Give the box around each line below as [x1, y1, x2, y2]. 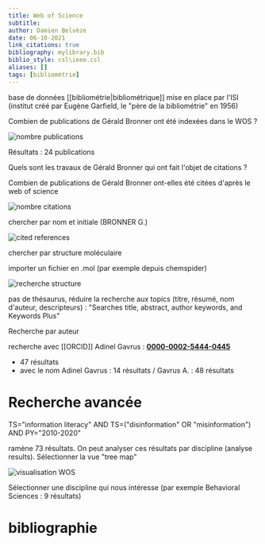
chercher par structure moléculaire [8, 248, 122, 257]
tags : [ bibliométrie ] [8, 71, 80, 79]
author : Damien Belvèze [8, 26, 87, 34]
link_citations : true [8, 41, 80, 49]
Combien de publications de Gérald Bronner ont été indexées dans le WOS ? [8, 116, 258, 125]
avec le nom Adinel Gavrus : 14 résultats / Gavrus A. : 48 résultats [19, 365, 235, 375]
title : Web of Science [8, 11, 83, 20]
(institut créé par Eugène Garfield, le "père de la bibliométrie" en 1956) [8, 101, 239, 110]
